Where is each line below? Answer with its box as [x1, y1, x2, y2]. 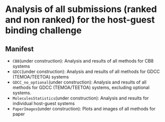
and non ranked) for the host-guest [5, 14, 155, 25]
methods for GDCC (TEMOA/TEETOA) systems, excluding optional [12, 84, 149, 90]
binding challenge [5, 25, 82, 36]
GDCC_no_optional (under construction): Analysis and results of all [12, 79, 147, 85]
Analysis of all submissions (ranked [5, 3, 157, 15]
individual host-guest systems [12, 100, 75, 106]
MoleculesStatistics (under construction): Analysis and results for [12, 95, 149, 101]
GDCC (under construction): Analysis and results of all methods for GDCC [12, 68, 160, 74]
